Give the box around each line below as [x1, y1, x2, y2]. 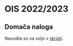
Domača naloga [4, 23, 53, 31]
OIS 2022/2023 [4, 3, 69, 15]
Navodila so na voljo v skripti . [4, 35, 64, 41]
